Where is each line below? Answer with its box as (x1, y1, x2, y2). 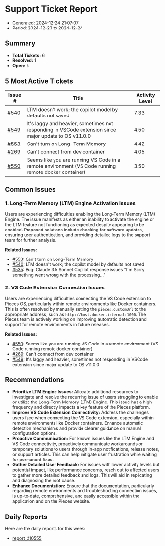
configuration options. (12, 431, 57, 436)
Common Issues (5, 185, 56, 194)
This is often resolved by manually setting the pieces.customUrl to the (5, 306, 146, 312)
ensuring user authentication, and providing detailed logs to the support (5, 232, 151, 238)
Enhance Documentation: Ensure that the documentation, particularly (12, 483, 155, 489)
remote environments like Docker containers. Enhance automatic (12, 420, 143, 426)
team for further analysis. (5, 237, 56, 243)
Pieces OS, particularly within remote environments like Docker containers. (5, 301, 157, 307)
